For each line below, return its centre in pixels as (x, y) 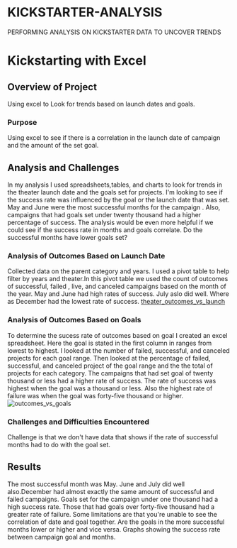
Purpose (22, 122)
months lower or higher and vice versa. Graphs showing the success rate (114, 529)
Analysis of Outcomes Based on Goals (74, 320)
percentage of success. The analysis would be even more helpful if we (110, 223)
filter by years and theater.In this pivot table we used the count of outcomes (118, 279)
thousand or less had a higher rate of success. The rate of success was (112, 380)
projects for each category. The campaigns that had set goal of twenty (110, 373)
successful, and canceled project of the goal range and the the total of (110, 366)
